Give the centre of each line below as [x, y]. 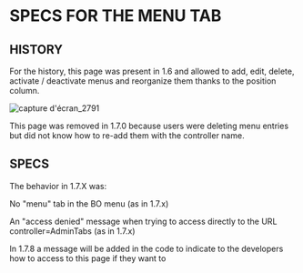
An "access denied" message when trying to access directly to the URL [143, 221]
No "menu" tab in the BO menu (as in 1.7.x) [89, 203]
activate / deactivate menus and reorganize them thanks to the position [143, 81]
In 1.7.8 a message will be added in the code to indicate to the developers [146, 248]
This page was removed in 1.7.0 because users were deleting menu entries [149, 126]
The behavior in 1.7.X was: [58, 186]
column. [25, 91]
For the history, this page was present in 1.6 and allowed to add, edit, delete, [152, 71]
